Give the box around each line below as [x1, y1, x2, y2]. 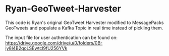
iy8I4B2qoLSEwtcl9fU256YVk [5, 45, 68, 51]
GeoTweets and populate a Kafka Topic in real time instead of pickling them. [5, 24, 163, 30]
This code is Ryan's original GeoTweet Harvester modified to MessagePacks [5, 19, 164, 25]
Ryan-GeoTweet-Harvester [5, 3, 121, 14]
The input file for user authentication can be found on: [5, 34, 118, 40]
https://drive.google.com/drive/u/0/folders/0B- [5, 39, 103, 45]
